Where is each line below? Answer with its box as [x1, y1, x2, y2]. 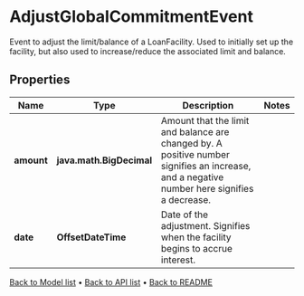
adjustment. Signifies [161, 219, 251, 232]
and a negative [161, 170, 224, 183]
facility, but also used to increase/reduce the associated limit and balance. [9, 45, 287, 56]
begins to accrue [161, 242, 233, 254]
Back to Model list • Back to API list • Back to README [9, 276, 213, 287]
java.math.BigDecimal [56, 154, 152, 167]
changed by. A [161, 137, 223, 149]
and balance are [161, 125, 230, 138]
